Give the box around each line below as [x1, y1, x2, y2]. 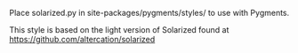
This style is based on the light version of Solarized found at [9, 25, 230, 34]
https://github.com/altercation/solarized [9, 34, 156, 44]
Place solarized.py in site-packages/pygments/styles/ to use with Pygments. [9, 8, 290, 18]
